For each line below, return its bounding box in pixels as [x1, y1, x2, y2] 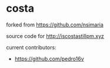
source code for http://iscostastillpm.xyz [6, 32, 105, 39]
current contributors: [6, 43, 57, 51]
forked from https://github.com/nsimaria [6, 21, 104, 28]
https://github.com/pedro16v [14, 55, 84, 62]
